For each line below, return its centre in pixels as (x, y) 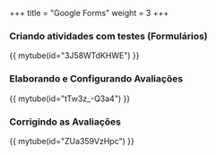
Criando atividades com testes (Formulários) (108, 36)
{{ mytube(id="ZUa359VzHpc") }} (72, 141)
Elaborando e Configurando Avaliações (96, 79)
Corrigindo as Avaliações (65, 122)
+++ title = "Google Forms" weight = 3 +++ (89, 13)
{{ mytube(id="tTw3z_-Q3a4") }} (70, 99)
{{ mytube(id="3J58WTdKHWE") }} (74, 56)
